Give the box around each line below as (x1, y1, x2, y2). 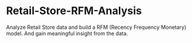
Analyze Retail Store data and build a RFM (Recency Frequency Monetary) (6, 24, 187, 31)
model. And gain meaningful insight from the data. (6, 29, 128, 37)
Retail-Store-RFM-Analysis (6, 4, 142, 18)
